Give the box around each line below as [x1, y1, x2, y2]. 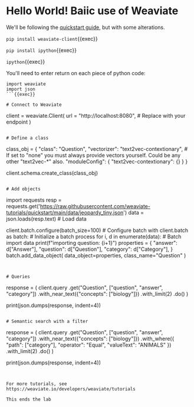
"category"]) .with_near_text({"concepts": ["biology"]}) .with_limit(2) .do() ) [6, 290, 189, 297]
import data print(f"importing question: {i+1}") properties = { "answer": [6, 239, 178, 246]
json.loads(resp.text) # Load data [6, 215, 87, 222]
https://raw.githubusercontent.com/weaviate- [40, 202, 150, 209]
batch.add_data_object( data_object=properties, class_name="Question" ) [6, 251, 186, 259]
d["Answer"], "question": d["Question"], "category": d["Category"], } [6, 246, 173, 253]
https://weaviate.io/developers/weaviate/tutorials [6, 386, 136, 392]
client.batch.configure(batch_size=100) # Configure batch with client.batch [6, 227, 189, 234]
